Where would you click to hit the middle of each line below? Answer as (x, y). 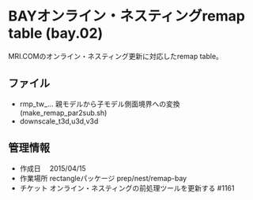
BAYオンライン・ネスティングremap (126, 16)
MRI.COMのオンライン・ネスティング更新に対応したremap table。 (116, 56)
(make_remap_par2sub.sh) (63, 113)
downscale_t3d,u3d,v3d (59, 121)
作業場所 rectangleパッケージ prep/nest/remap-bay (103, 178)
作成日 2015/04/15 (53, 168)
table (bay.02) (56, 33)
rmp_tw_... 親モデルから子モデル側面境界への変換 (100, 104)
